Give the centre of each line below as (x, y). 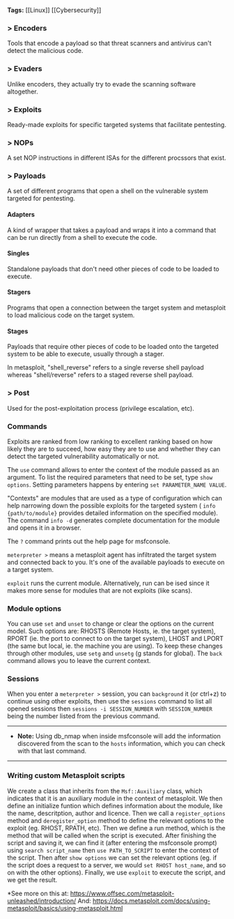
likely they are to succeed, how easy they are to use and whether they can (114, 448)
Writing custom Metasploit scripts (66, 775)
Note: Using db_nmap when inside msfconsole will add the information (119, 736)
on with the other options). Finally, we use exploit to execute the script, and (116, 872)
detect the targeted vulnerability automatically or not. (84, 456)
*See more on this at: (38, 893)
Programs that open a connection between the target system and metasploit (117, 308)
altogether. (23, 91)
